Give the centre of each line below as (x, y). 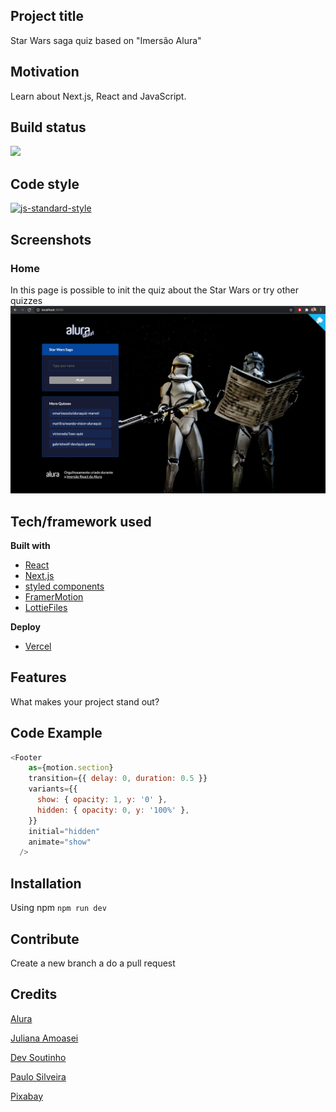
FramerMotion (54, 596)
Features (38, 677)
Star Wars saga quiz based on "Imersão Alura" (106, 40)
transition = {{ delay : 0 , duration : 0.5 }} (118, 779)
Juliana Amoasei (44, 1038)
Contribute (45, 939)
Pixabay (27, 1096)
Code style (45, 184)
